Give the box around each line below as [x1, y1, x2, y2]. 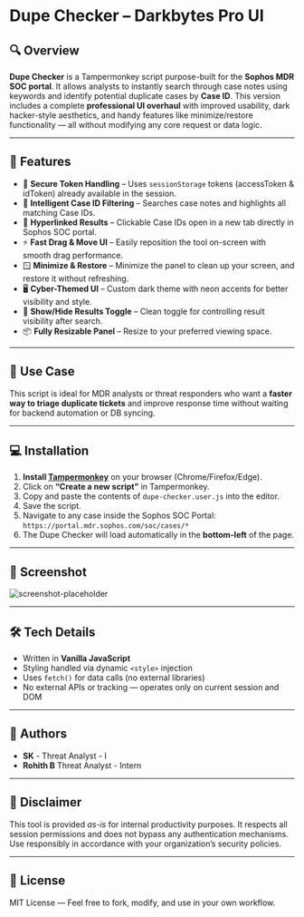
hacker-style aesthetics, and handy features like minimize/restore [9, 110, 253, 121]
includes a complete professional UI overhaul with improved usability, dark [9, 101, 290, 111]
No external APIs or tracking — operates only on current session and [22, 682, 280, 693]
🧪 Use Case [9, 364, 75, 379]
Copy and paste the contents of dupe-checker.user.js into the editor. [22, 491, 280, 502]
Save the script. [22, 501, 81, 512]
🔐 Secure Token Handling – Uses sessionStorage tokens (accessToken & [22, 178, 294, 189]
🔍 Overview [9, 43, 80, 58]
